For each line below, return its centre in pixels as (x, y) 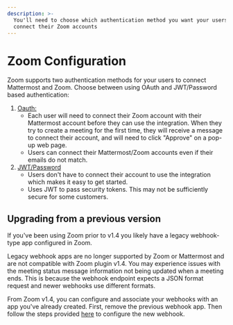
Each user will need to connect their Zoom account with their (115, 116)
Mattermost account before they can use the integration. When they (124, 123)
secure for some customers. (68, 197)
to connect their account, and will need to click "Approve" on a (117, 138)
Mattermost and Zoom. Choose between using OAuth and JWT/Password (112, 87)
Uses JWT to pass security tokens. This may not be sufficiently (118, 190)
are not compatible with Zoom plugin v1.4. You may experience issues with (114, 264)
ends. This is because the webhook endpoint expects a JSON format (105, 278)
